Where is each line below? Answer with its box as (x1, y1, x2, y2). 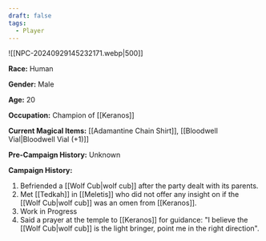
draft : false (8, 11, 52, 20)
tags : (8, 19, 26, 27)
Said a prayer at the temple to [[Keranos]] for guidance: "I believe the (19, 215, 248, 225)
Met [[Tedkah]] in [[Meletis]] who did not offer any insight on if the (19, 190, 240, 199)
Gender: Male (8, 79, 54, 89)
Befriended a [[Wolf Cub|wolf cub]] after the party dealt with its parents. (19, 181, 259, 191)
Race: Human (8, 64, 54, 74)
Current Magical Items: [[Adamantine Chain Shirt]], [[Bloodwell (8, 126, 219, 136)
